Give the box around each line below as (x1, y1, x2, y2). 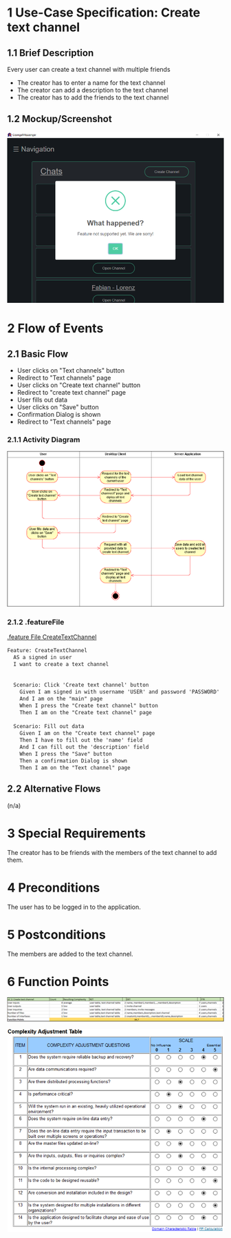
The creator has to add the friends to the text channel (16, 93, 169, 101)
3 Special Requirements (7, 825, 146, 841)
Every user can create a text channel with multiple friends (7, 66, 170, 73)
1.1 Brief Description (7, 47, 94, 59)
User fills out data (16, 395, 67, 404)
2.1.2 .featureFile (7, 617, 65, 627)
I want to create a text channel (13, 660, 109, 667)
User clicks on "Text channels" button (16, 366, 125, 375)
